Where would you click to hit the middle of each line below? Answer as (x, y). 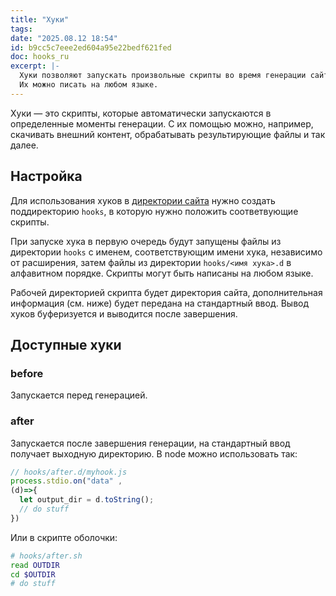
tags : (21, 29)
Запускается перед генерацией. (79, 395)
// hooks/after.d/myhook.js (69, 472)
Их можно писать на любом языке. (89, 85)
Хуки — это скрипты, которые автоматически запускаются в (141, 113)
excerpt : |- (35, 66)
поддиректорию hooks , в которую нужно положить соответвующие (154, 211)
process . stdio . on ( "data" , (66, 481)
